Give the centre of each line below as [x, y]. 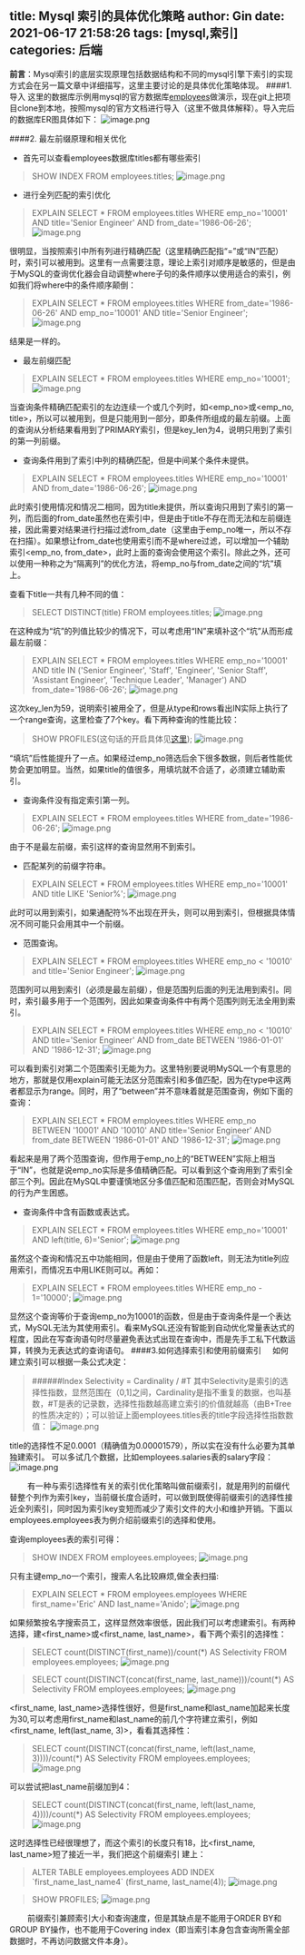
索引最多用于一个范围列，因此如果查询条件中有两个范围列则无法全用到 [156, 1000]
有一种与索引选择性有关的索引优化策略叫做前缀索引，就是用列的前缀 [154, 1486]
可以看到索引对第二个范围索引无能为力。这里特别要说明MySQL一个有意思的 [151, 1068]
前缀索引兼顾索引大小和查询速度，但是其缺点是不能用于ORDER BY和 [154, 1918]
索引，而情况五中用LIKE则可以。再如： [89, 1270]
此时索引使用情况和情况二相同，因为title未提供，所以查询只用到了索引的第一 [152, 506]
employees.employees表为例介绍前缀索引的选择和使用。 [115, 1519]
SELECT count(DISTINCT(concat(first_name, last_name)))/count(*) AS [163, 1679]
